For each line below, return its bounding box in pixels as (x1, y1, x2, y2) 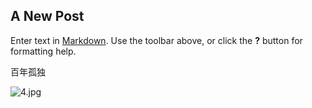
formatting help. (10, 45, 77, 57)
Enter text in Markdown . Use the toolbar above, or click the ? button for (10, 34, 303, 46)
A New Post (10, 8, 85, 25)
